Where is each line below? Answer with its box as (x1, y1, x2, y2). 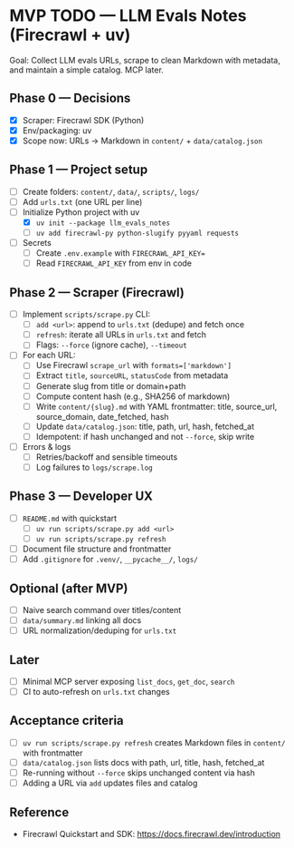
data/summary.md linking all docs (22, 615, 142, 626)
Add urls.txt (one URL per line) (22, 196, 143, 207)
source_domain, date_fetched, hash (35, 411, 169, 422)
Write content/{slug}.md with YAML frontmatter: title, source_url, (35, 401, 278, 412)
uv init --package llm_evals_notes (35, 219, 170, 228)
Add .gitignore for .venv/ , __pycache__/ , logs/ (22, 554, 199, 565)
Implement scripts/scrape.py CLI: (22, 309, 151, 320)
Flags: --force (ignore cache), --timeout (35, 339, 187, 350)
